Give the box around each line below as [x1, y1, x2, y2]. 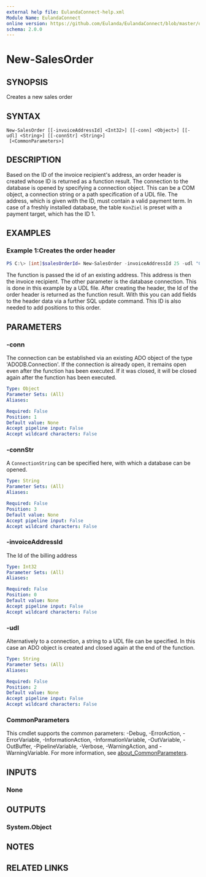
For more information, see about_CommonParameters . [51, 749, 188, 757]
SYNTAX [6, 111, 41, 122]
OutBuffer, [6, 743, 32, 750]
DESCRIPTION [6, 155, 61, 165]
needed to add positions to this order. [6, 304, 101, 311]
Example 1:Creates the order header [6, 246, 116, 255]
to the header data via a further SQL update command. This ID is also [6, 297, 181, 305]
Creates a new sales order [6, 93, 73, 101]
